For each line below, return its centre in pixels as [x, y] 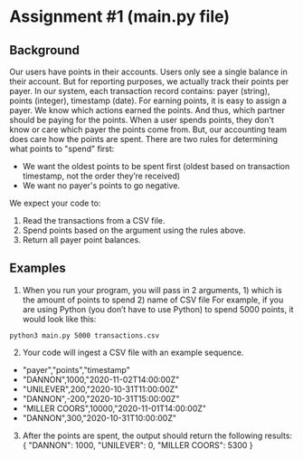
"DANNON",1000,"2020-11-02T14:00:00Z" [101, 379]
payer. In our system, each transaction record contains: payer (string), [140, 91]
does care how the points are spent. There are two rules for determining [144, 139]
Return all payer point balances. [82, 240]
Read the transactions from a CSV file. [94, 220]
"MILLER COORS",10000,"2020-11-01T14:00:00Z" [114, 408]
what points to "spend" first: [62, 148]
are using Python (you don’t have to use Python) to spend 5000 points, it [158, 309]
